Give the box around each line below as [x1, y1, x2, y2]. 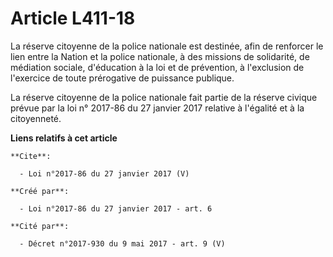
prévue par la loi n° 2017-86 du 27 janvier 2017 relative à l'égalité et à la [10, 102, 305, 114]
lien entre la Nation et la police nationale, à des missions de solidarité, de [10, 50, 310, 62]
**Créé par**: [10, 186, 70, 196]
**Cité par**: [10, 221, 70, 231]
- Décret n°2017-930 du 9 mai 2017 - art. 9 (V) [19, 238, 226, 249]
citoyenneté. [10, 112, 62, 124]
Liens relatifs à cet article [10, 132, 118, 144]
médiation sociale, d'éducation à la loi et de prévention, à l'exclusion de [10, 61, 305, 73]
